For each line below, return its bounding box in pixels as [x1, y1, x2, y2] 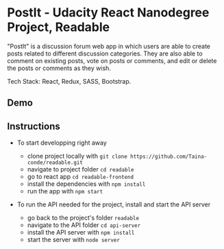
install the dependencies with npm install [27, 180, 146, 188]
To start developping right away [16, 139, 108, 147]
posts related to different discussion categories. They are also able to [7, 49, 203, 58]
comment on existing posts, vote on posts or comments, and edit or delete [7, 56, 217, 64]
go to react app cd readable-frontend [27, 173, 134, 181]
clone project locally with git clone [27, 152, 128, 161]
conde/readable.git [27, 159, 84, 166]
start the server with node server [27, 235, 120, 244]
